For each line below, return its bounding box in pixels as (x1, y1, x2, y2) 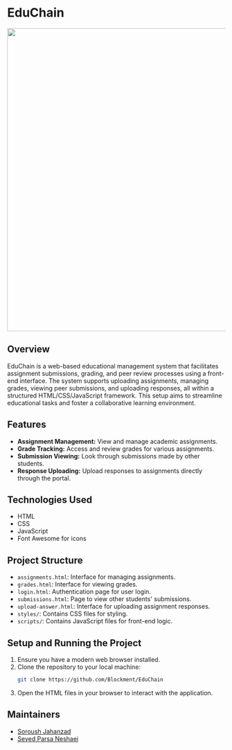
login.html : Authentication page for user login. (17, 587, 151, 596)
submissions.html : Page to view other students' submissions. (17, 595, 192, 603)
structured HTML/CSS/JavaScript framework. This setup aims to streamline (7, 391, 223, 400)
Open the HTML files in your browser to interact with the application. (17, 688, 213, 697)
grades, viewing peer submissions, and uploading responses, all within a (7, 384, 215, 392)
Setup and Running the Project (7, 637, 142, 649)
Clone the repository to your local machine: (17, 663, 141, 671)
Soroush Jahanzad (17, 727, 71, 735)
